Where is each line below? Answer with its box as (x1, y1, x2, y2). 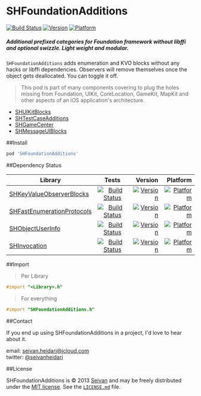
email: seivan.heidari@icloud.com (6, 347, 90, 354)
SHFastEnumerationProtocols (9, 207, 92, 215)
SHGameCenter (14, 121, 54, 128)
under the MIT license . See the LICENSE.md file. (6, 383, 121, 390)
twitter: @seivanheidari (6, 353, 63, 361)
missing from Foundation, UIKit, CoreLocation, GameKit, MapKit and (20, 90, 189, 97)
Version (135, 175, 159, 184)
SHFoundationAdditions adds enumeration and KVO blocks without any (6, 59, 180, 67)
